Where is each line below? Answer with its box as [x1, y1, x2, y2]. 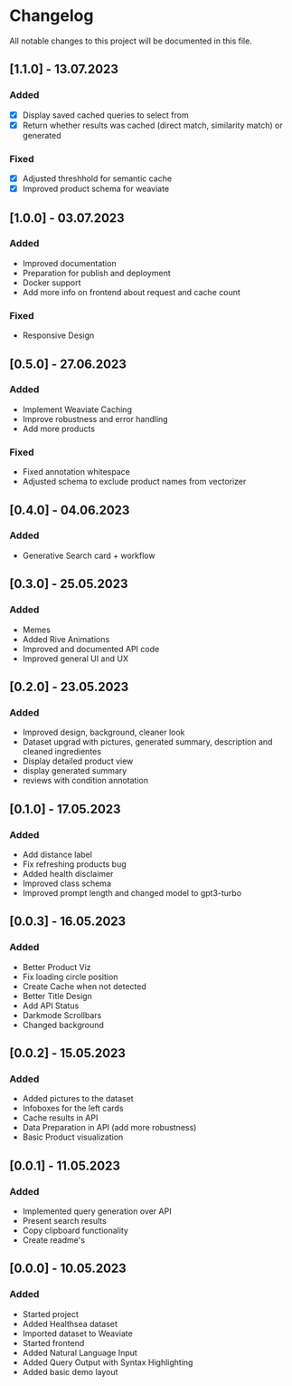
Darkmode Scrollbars [22, 1009, 102, 1020]
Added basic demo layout [22, 1366, 118, 1377]
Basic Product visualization [22, 1131, 124, 1142]
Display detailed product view [22, 756, 134, 766]
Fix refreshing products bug [22, 858, 127, 870]
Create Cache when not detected [22, 980, 147, 992]
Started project [22, 1308, 80, 1319]
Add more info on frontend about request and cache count [22, 286, 241, 297]
